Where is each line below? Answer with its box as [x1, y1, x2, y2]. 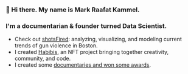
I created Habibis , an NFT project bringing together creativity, [14, 49, 169, 56]
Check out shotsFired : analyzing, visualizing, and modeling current [14, 36, 182, 43]
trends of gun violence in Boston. [14, 42, 98, 49]
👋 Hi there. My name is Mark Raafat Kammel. [5, 5, 140, 14]
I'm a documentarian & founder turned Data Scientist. [5, 21, 167, 30]
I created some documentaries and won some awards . [14, 61, 151, 69]
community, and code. [14, 55, 71, 62]
